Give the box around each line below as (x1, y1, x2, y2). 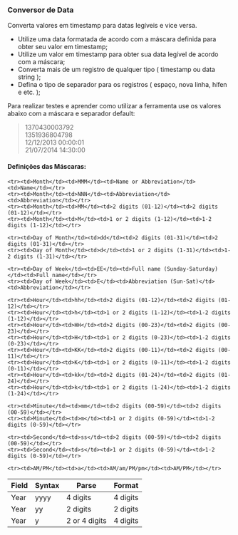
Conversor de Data (7, 5, 74, 15)
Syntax (34, 480, 60, 490)
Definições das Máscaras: (7, 162, 87, 170)
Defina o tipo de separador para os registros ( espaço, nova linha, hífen (17, 80, 227, 89)
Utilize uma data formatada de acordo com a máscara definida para (17, 35, 217, 43)
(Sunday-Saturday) (163, 265, 219, 272)
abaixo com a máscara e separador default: (7, 109, 135, 118)
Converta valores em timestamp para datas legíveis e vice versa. (7, 21, 197, 30)
